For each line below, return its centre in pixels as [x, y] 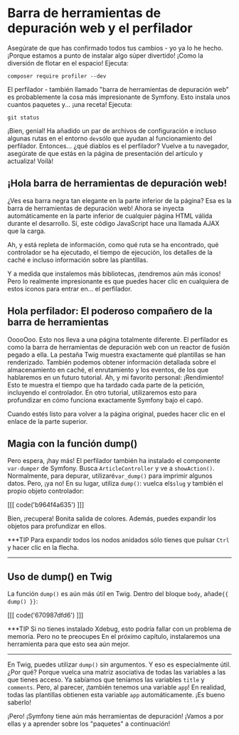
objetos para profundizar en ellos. [57, 526]
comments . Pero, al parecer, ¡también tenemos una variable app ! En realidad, [117, 687]
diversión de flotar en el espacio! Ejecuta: [68, 63]
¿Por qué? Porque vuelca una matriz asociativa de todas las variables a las [117, 672]
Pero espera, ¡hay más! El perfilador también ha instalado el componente [114, 461]
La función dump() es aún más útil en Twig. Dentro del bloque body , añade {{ [118, 594]
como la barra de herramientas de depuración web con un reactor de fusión [119, 347]
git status [23, 118]
